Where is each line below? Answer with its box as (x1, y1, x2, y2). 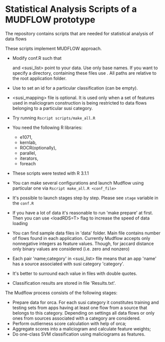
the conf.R (12, 200, 34, 206)
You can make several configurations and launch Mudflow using (12, 180, 144, 186)
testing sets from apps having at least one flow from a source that (12, 305, 148, 311)
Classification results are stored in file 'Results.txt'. (12, 280, 116, 286)
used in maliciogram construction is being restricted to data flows (12, 100, 147, 106)
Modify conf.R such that (12, 55, 62, 61)
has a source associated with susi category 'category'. (12, 260, 124, 267)
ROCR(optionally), (19, 144, 57, 150)
